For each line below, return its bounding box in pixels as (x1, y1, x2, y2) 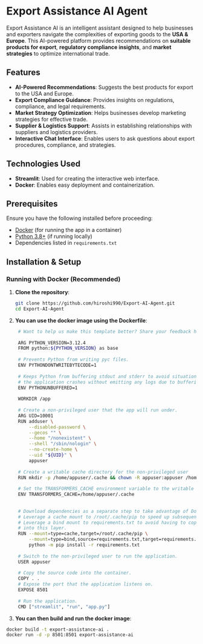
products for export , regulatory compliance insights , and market (6, 43, 172, 51)
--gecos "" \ (28, 430, 62, 436)
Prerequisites (6, 198, 58, 209)
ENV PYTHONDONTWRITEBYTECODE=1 (18, 362, 97, 369)
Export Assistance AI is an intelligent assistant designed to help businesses (6, 24, 193, 31)
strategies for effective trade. (14, 115, 88, 123)
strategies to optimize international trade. (6, 50, 110, 57)
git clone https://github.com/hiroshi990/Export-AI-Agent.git (14, 300, 175, 306)
